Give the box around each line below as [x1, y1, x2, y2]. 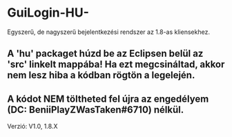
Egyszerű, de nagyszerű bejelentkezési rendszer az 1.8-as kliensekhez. [7, 28, 211, 36]
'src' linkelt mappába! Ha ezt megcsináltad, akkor [7, 59, 225, 71]
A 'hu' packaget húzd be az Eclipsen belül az [7, 48, 204, 60]
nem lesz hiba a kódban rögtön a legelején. [7, 69, 195, 81]
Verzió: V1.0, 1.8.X [7, 122, 58, 131]
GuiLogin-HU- [7, 5, 90, 21]
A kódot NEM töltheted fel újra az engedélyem [7, 93, 209, 104]
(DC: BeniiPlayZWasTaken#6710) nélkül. [7, 104, 184, 116]
